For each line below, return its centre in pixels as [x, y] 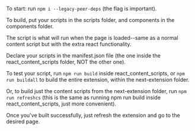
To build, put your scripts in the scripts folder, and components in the [90, 20]
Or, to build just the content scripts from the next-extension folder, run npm [96, 91]
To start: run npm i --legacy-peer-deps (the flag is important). [81, 9]
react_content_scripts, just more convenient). [61, 104]
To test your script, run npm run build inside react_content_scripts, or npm [95, 73]
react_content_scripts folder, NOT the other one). [66, 62]
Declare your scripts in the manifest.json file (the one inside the [84, 55]
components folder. [30, 26]
